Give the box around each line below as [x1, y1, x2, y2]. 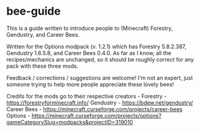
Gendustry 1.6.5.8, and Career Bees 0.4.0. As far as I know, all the [6, 49, 172, 56]
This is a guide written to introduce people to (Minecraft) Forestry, [6, 24, 173, 32]
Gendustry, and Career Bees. [6, 31, 80, 38]
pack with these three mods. [6, 62, 79, 70]
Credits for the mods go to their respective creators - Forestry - [6, 92, 167, 100]
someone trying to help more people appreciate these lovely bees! [6, 81, 174, 88]
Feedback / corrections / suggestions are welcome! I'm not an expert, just [6, 74, 193, 81]
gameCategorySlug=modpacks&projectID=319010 [6, 118, 133, 126]
